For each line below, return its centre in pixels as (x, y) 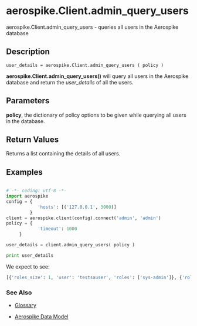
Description (28, 52)
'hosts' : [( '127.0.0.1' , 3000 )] (77, 207)
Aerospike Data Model (41, 316)
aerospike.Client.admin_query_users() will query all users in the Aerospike (97, 76)
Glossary (26, 305)
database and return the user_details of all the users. (70, 82)
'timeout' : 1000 (57, 229)
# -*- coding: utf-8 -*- (36, 191)
